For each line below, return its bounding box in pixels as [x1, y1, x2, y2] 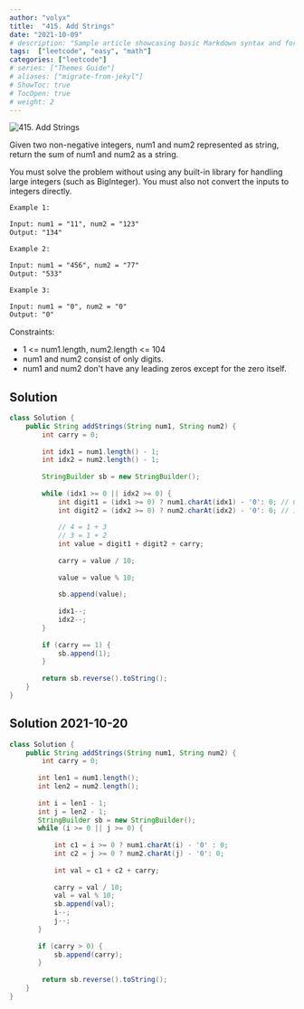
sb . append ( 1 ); [57, 648, 111, 658]
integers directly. [9, 186, 72, 197]
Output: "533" [9, 269, 63, 278]
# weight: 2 [9, 97, 54, 107]
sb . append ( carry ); [53, 950, 124, 959]
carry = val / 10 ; [53, 882, 124, 891]
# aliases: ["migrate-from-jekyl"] [9, 72, 144, 81]
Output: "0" [9, 310, 54, 319]
